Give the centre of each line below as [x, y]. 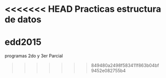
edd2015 [23, 42]
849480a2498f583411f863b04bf [125, 66]
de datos [23, 19]
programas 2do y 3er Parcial [34, 56]
